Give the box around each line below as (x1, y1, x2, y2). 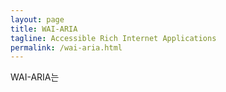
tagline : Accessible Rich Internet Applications (10, 33, 217, 43)
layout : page (10, 14, 65, 25)
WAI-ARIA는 (10, 71, 60, 83)
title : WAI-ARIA (10, 24, 78, 34)
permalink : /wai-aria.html (10, 42, 123, 53)
